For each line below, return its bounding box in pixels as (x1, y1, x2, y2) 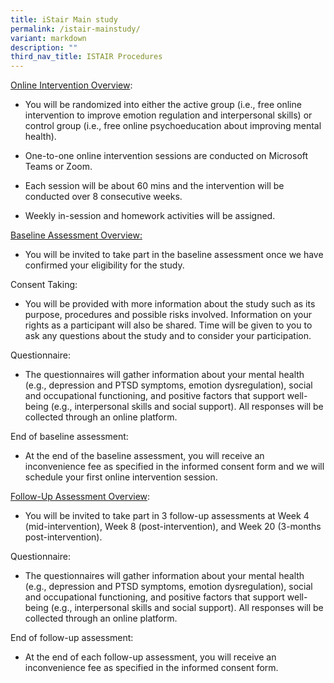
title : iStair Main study (10, 14, 118, 25)
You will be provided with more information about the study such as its (24, 298, 316, 310)
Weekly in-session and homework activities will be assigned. (24, 210, 276, 222)
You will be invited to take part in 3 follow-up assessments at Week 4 (24, 510, 310, 522)
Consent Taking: (10, 279, 78, 291)
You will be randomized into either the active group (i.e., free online (24, 99, 302, 111)
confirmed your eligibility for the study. (24, 259, 185, 271)
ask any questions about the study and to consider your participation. (24, 330, 312, 342)
